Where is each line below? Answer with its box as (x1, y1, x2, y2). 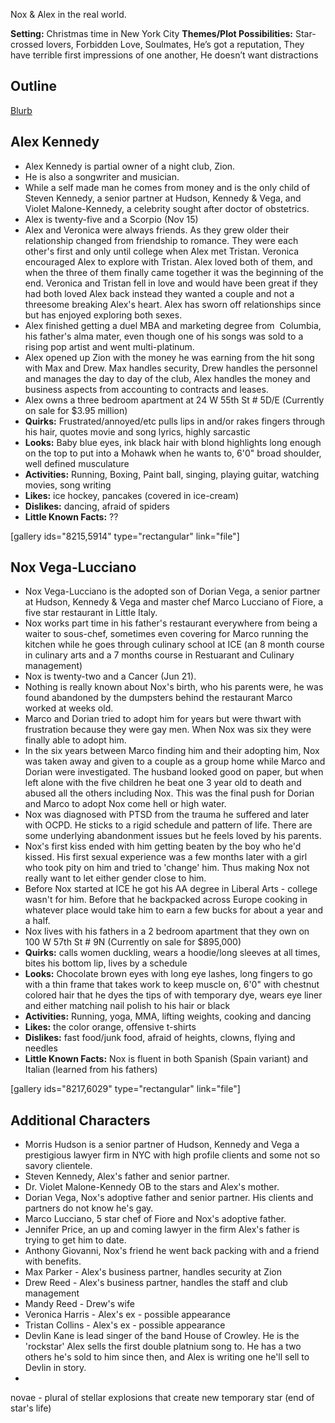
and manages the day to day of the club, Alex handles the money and (24, 372, 311, 384)
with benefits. (24, 1255, 82, 1268)
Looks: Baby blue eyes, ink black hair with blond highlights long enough (24, 436, 322, 448)
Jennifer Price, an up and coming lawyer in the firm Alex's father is (24, 1224, 300, 1236)
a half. (24, 915, 51, 927)
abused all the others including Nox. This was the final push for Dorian (24, 787, 315, 799)
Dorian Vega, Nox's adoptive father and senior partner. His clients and (24, 1192, 314, 1204)
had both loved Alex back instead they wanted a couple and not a (24, 287, 295, 299)
